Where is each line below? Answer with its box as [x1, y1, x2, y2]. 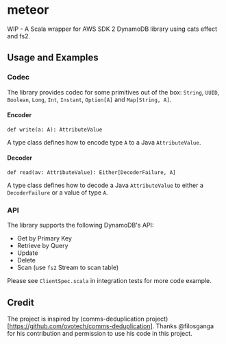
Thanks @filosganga [155, 322, 214, 330]
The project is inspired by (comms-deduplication [7, 315, 145, 323]
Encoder [7, 111, 32, 119]
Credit [7, 297, 34, 308]
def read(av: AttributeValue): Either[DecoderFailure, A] [7, 169, 176, 176]
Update [16, 249, 38, 257]
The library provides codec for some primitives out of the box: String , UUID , [7, 88, 220, 96]
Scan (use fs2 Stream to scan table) [16, 263, 119, 272]
